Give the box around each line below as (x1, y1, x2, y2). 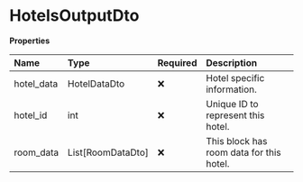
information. (206, 83, 257, 96)
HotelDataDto (67, 77, 125, 90)
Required (157, 56, 197, 68)
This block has (206, 134, 268, 147)
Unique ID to (206, 97, 259, 110)
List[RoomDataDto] (67, 146, 149, 159)
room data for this (206, 146, 281, 159)
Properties (9, 35, 50, 46)
